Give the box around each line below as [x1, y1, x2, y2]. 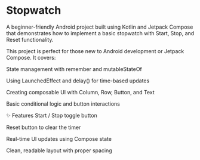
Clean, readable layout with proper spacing [6, 147, 112, 154]
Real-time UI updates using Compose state [6, 135, 112, 142]
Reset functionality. [6, 36, 54, 43]
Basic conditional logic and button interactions [6, 100, 121, 107]
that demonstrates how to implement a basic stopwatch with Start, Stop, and [6, 29, 195, 36]
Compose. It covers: [6, 54, 56, 61]
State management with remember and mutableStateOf [6, 65, 142, 72]
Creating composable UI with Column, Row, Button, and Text [6, 88, 155, 96]
